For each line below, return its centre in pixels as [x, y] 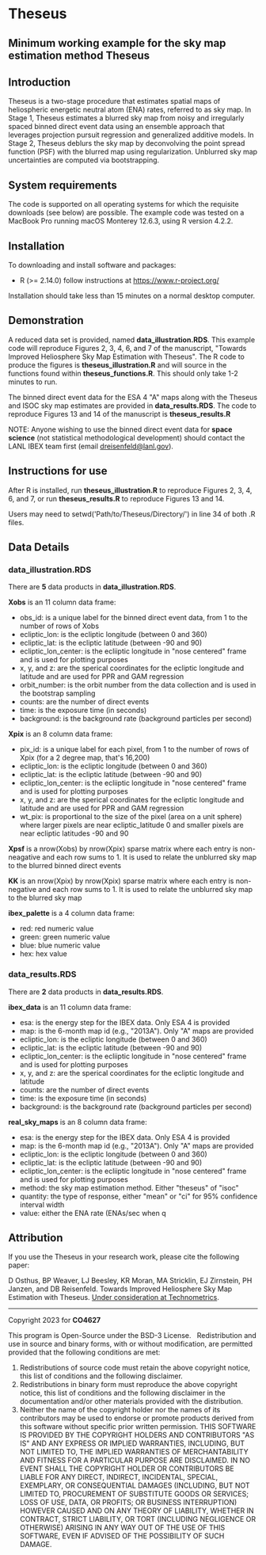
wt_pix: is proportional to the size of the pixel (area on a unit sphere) [131, 817]
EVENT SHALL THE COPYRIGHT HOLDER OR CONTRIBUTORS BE [127, 1469]
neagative [25, 857]
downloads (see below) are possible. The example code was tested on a [126, 213]
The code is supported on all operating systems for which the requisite [123, 204]
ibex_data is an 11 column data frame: [70, 1007]
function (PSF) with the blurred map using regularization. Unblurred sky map [133, 152]
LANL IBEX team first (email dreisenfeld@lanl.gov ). [91, 446]
